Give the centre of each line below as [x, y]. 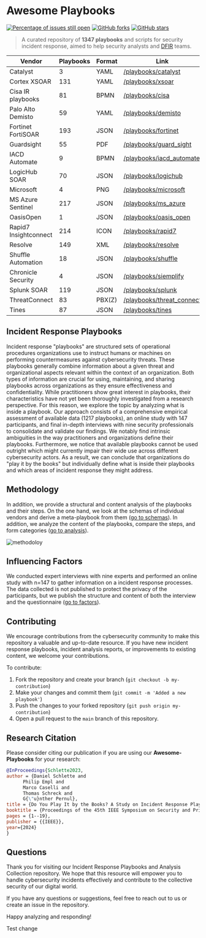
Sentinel [21, 207]
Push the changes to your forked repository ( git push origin [93, 706]
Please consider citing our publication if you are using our [79, 753]
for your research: [58, 759]
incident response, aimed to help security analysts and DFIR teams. [106, 46]
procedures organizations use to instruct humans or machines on [89, 353]
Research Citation [41, 738]
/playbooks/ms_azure [154, 203]
